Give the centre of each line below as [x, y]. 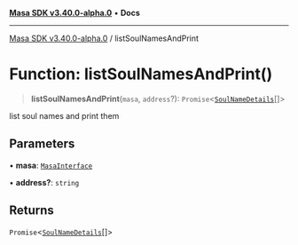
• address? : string [44, 182]
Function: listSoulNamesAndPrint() [141, 74]
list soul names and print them [64, 115]
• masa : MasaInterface [51, 165]
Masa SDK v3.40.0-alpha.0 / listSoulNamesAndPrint [104, 38]
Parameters [42, 144]
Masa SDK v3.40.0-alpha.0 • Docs [74, 13]
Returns [32, 211]
